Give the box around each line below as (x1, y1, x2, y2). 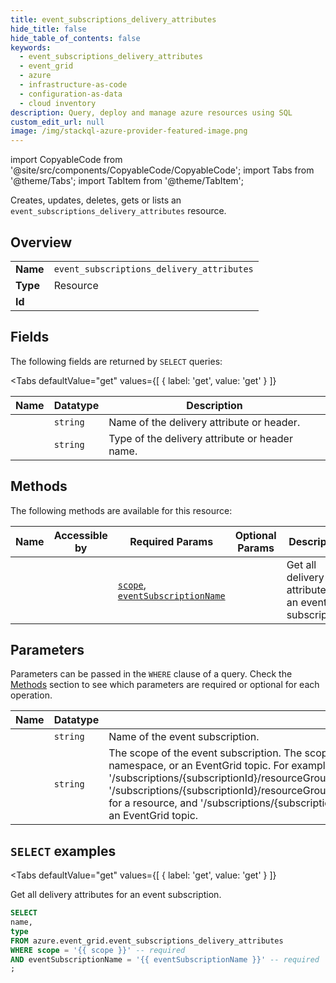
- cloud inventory (19, 98, 97, 108)
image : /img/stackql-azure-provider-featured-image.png (10, 126, 248, 136)
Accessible (53, 528, 108, 542)
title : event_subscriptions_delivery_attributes (10, 14, 217, 25)
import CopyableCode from (10, 154, 123, 166)
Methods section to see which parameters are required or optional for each (10, 679, 320, 691)
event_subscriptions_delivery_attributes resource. (10, 205, 227, 217)
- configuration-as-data (19, 89, 123, 99)
